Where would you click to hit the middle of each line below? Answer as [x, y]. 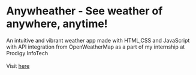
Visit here [18, 66]
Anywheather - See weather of [85, 11]
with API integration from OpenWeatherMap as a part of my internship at [96, 47]
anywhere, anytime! [57, 24]
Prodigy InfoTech [27, 53]
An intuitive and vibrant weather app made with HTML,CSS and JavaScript [98, 40]
